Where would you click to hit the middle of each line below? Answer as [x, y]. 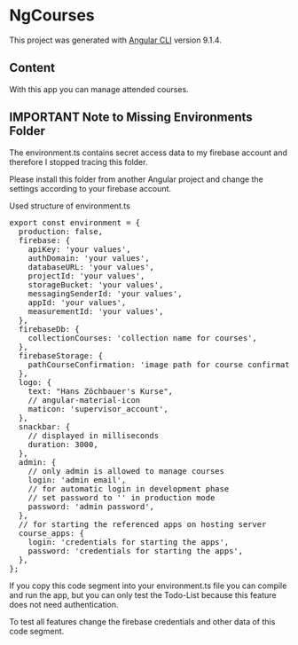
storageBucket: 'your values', [96, 284]
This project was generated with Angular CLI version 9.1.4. [115, 40]
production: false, [61, 231]
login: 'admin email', [77, 480]
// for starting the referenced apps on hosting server [142, 524]
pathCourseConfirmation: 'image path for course [136, 364]
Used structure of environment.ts [70, 206]
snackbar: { [44, 426]
